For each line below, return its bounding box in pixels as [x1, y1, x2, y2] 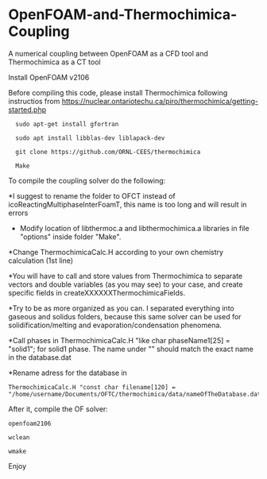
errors [8, 208, 29, 218]
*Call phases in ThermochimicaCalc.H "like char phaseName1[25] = [8, 335, 230, 345]
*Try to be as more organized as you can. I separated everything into [8, 303, 234, 313]
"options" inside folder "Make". [19, 232, 122, 241]
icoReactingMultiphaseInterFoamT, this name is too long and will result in [8, 199, 247, 209]
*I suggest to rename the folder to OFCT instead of [8, 191, 176, 200]
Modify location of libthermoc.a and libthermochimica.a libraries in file [19, 223, 250, 233]
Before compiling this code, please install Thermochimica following [8, 87, 228, 97]
